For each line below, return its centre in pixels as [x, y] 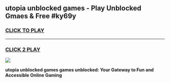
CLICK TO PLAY [25, 31]
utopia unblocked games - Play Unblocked [73, 8]
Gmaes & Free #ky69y [41, 16]
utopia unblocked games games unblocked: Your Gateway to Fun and [80, 69]
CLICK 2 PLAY [23, 49]
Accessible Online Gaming [34, 75]
